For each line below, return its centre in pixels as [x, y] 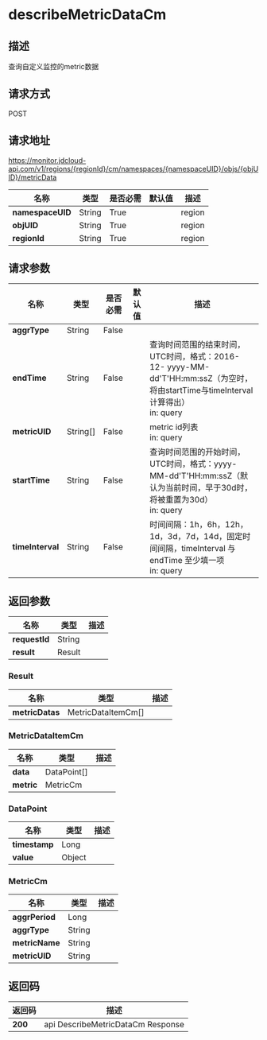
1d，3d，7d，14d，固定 [196, 537]
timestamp [33, 844]
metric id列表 [174, 427]
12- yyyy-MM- [180, 367]
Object [74, 858]
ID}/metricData [33, 177]
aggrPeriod [34, 918]
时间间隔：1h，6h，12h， [199, 525]
